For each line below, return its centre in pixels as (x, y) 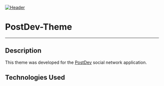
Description (23, 51)
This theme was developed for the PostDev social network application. (76, 62)
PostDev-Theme (39, 27)
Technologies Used (35, 78)
